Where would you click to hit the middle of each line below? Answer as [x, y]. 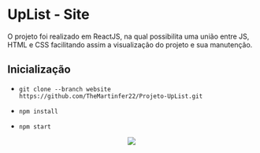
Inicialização [39, 70]
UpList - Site [48, 15]
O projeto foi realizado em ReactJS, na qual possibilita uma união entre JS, [128, 36]
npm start [35, 127]
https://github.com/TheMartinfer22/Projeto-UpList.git [111, 96]
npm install [38, 111]
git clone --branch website [65, 89]
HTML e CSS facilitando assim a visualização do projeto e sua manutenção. [130, 44]
